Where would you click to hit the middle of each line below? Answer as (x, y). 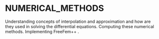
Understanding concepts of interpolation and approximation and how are (78, 21)
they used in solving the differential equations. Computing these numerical (79, 26)
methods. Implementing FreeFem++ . (42, 31)
